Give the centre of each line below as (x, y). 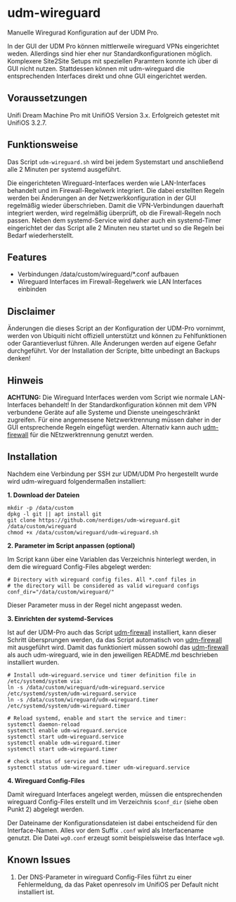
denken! (19, 358)
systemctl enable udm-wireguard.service (67, 730)
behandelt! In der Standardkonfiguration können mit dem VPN (127, 405)
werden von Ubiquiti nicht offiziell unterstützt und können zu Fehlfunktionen (117, 336)
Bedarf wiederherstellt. (40, 235)
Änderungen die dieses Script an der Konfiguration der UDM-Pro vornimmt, (117, 328)
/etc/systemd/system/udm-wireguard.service (72, 694)
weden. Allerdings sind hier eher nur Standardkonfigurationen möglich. (110, 54)
